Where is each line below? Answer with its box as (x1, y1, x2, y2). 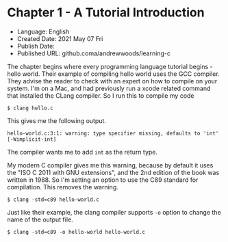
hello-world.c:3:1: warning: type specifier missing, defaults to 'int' (7, 130, 219, 137)
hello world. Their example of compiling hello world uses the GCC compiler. (7, 70, 220, 78)
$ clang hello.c (7, 105, 53, 111)
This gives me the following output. (7, 116, 106, 124)
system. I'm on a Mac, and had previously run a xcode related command (7, 84, 211, 92)
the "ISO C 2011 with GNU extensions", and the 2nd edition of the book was (7, 168, 220, 176)
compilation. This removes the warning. (7, 183, 118, 191)
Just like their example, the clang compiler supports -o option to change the (7, 208, 221, 216)
